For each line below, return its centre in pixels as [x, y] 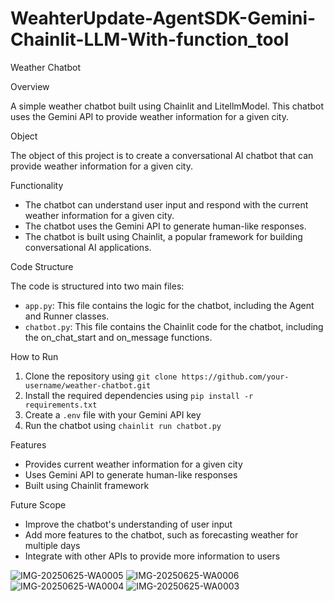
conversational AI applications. [88, 247]
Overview [30, 86]
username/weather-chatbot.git [88, 385]
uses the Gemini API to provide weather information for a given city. [149, 116]
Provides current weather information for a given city [133, 464]
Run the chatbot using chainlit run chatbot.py [123, 425]
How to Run [34, 356]
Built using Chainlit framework [87, 485]
